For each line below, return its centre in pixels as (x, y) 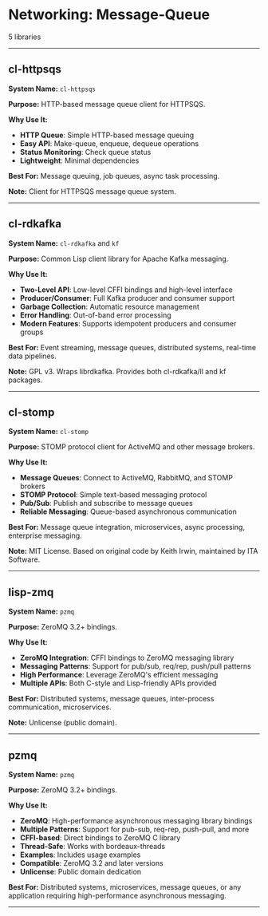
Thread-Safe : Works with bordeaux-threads (93, 846)
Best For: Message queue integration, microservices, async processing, (127, 527)
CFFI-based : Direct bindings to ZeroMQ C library (100, 838)
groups (32, 332)
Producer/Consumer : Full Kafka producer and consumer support (127, 298)
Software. (24, 559)
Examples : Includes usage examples (80, 855)
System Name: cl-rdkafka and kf (64, 243)
